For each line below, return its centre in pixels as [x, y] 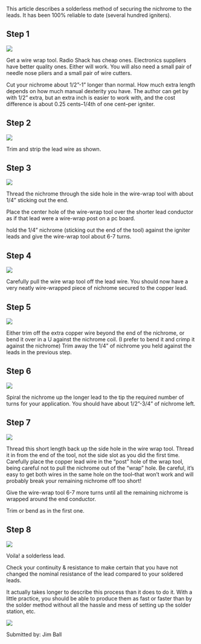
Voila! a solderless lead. [36, 556]
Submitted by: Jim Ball [34, 634]
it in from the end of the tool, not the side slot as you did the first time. [93, 455]
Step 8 [19, 530]
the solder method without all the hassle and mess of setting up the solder [99, 605]
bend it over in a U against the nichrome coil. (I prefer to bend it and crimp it [101, 340]
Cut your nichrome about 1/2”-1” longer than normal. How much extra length [101, 85]
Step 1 [18, 34]
